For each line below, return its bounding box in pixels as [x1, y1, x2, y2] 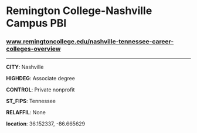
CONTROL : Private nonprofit [6, 86, 75, 93]
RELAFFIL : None [6, 109, 46, 116]
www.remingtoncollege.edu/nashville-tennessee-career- [6, 37, 174, 46]
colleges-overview [6, 45, 61, 53]
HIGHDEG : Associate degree [6, 75, 75, 82]
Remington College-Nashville [6, 4, 152, 18]
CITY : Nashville [6, 63, 44, 71]
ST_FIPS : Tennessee [6, 98, 56, 105]
